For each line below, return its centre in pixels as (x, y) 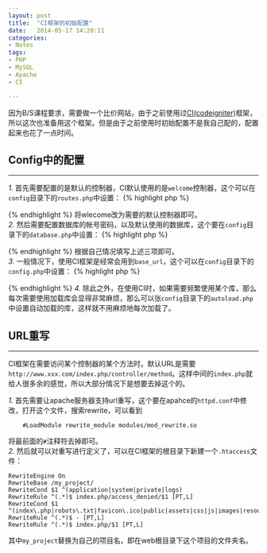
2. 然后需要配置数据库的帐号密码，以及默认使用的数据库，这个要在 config (128, 225)
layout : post (30, 15)
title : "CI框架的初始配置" (50, 23)
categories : (28, 38)
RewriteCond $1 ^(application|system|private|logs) (95, 490)
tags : (17, 52)
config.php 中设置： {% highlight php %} (74, 272)
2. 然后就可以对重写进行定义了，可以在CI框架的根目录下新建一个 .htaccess (129, 451)
